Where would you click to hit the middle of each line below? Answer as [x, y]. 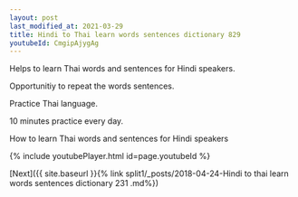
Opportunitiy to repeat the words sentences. [92, 86]
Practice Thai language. [53, 104]
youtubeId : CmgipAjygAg [54, 43]
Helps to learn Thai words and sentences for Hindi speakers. [122, 69]
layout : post [34, 18]
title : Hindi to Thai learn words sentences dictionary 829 [125, 34]
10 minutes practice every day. [67, 121]
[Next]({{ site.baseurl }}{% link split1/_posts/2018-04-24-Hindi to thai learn [149, 174]
